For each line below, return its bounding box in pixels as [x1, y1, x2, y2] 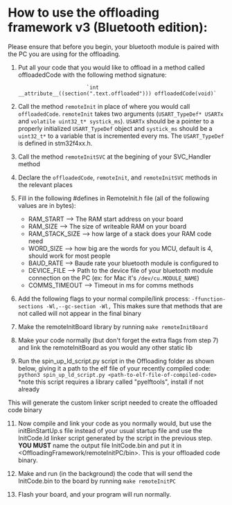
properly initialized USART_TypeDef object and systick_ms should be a [17, 124, 213, 132]
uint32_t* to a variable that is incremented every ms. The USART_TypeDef [17, 132, 224, 140]
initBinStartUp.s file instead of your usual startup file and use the [17, 426, 203, 434]
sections [17, 303, 44, 310]
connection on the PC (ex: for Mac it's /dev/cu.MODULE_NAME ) [28, 274, 199, 282]
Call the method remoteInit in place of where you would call [17, 102, 190, 110]
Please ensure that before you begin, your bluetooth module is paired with [8, 42, 220, 51]
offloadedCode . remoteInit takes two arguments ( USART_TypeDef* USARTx [17, 109, 224, 118]
